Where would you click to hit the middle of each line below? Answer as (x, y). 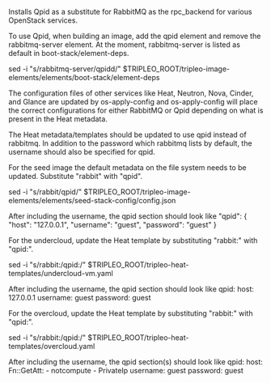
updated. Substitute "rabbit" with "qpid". (76, 176)
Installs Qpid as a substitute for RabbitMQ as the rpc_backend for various (130, 12)
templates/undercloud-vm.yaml (61, 273)
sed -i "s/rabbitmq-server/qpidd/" (65, 69)
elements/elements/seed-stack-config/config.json (92, 200)
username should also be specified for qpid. (82, 152)
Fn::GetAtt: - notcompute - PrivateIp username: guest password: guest (126, 370)
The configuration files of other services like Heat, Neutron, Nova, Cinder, (131, 93)
